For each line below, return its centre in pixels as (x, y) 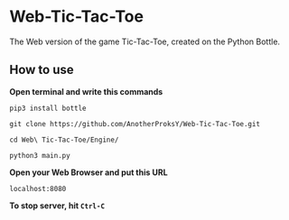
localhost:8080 (38, 188)
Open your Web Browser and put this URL (89, 172)
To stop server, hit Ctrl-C (57, 206)
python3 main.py (40, 155)
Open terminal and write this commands (86, 91)
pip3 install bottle (48, 108)
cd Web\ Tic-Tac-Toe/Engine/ (64, 140)
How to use (42, 70)
